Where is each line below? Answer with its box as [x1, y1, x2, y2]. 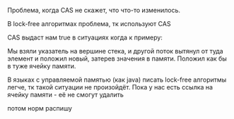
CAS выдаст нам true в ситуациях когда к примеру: [7, 33, 163, 42]
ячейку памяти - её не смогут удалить [7, 91, 124, 99]
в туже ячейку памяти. [7, 62, 76, 70]
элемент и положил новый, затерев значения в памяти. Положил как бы [7, 54, 228, 63]
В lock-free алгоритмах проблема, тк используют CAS [7, 20, 171, 27]
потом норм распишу [7, 104, 73, 112]
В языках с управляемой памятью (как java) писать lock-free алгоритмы [7, 75, 227, 84]
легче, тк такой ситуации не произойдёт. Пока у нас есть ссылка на [7, 83, 213, 91]
